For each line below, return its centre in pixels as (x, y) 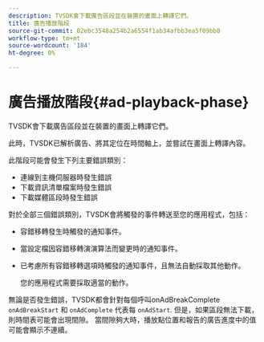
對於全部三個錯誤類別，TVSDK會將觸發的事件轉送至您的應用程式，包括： (129, 214)
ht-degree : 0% (32, 53)
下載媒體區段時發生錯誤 (59, 197)
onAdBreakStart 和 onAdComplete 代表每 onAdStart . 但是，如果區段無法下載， (134, 309)
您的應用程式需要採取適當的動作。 (76, 283)
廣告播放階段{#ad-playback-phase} (129, 102)
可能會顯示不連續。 (40, 329)
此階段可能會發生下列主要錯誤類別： (68, 160)
